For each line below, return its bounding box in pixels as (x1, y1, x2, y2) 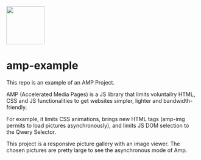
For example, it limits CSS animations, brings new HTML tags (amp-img (6, 115, 185, 122)
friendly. (6, 103, 27, 111)
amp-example (6, 59, 79, 72)
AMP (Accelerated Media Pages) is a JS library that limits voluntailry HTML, (6, 91, 196, 98)
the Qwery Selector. (6, 128, 57, 136)
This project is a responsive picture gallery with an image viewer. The (6, 140, 180, 147)
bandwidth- (163, 97, 193, 104)
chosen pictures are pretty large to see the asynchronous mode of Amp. (6, 146, 188, 154)
